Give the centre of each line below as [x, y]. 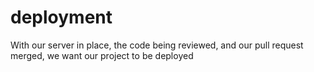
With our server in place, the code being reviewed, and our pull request [157, 45]
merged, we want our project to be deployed [102, 55]
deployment [61, 17]
